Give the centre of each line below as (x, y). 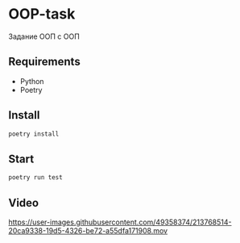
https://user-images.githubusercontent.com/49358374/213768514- (120, 222)
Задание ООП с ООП (44, 36)
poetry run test (35, 178)
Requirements (44, 62)
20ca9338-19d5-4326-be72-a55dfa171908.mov (88, 230)
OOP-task (42, 14)
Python (32, 81)
